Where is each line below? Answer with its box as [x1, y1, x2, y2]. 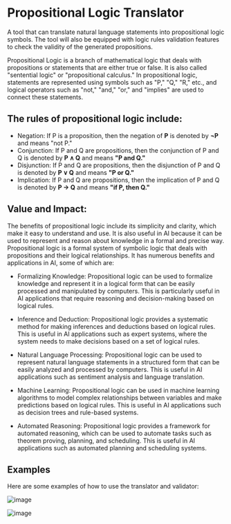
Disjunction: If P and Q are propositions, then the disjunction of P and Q [17, 161, 221, 169]
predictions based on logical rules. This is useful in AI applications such [17, 400, 221, 409]
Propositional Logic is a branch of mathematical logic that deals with [7, 56, 202, 64]
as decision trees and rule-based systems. [17, 408, 139, 416]
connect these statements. [7, 92, 84, 101]
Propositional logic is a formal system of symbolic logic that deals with [7, 244, 207, 252]
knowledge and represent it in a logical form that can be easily [17, 279, 195, 287]
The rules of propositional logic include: [7, 113, 183, 125]
